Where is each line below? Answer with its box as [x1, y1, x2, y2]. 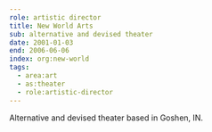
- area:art [17, 71, 58, 80]
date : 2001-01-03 [9, 37, 74, 47]
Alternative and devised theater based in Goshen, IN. [9, 112, 203, 123]
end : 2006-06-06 [9, 46, 69, 55]
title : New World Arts [9, 21, 94, 30]
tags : [9, 63, 29, 72]
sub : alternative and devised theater [9, 29, 153, 38]
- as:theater [17, 79, 66, 88]
